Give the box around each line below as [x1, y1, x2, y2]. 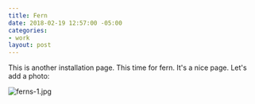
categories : [8, 26, 48, 34]
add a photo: [8, 71, 50, 81]
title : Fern [8, 11, 48, 20]
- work [8, 33, 30, 42]
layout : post [8, 41, 52, 49]
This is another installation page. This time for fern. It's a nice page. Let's [8, 63, 248, 72]
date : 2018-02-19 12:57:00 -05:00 [8, 19, 123, 27]
